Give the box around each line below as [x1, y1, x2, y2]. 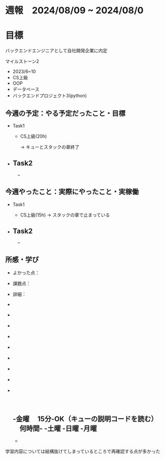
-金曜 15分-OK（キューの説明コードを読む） [12, 414, 158, 423]
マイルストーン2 [5, 58, 39, 64]
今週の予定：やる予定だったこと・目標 [5, 109, 125, 117]
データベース [12, 86, 40, 92]
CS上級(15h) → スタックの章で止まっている [20, 212, 110, 218]
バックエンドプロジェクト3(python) [12, 92, 87, 99]
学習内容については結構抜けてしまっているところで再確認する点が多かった [5, 448, 161, 454]
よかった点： [12, 270, 40, 276]
